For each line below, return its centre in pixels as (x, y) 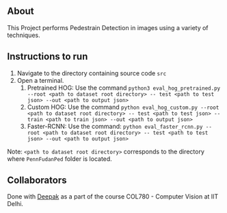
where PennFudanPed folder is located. (60, 159)
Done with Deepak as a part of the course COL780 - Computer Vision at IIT (113, 197)
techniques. (24, 35)
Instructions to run (48, 57)
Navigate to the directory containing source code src (92, 73)
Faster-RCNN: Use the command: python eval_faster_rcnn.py (115, 126)
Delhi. (15, 204)
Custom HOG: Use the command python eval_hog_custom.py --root (123, 107)
